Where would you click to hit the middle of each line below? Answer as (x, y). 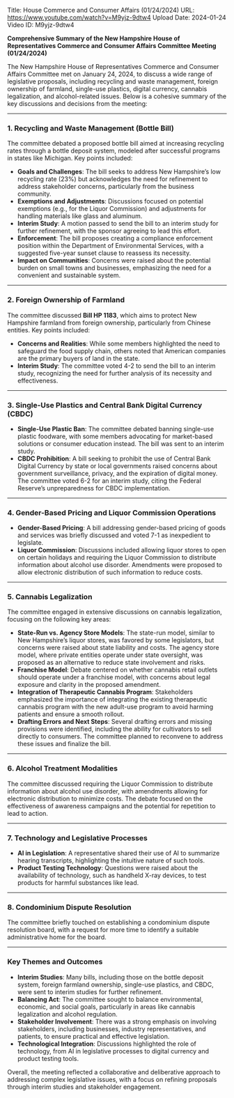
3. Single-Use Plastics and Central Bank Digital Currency (105, 405)
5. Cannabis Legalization (50, 597)
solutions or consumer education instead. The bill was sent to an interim (120, 443)
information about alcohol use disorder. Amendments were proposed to (120, 565)
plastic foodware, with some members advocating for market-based (115, 436)
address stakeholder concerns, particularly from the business (106, 187)
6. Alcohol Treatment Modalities (63, 768)
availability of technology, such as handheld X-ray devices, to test (112, 875)
